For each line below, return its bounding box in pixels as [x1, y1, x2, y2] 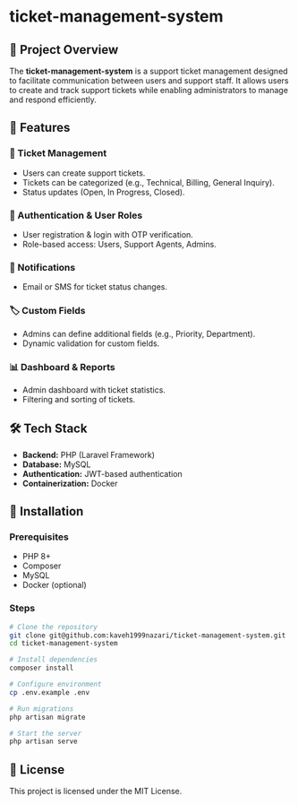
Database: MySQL [21, 459, 91, 470]
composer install [9, 663, 74, 673]
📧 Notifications [9, 261, 76, 273]
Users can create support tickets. [21, 168, 146, 178]
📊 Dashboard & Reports [9, 360, 115, 373]
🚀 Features [9, 120, 71, 135]
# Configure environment [9, 679, 102, 689]
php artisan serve [9, 737, 78, 746]
